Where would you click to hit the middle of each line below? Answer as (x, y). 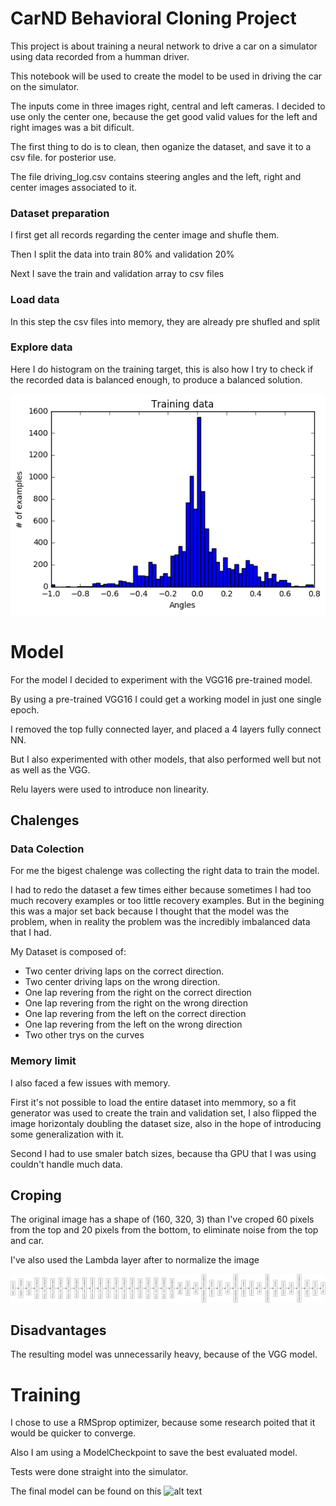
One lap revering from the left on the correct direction (135, 1014)
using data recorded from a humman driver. (100, 56)
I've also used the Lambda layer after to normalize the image (135, 1260)
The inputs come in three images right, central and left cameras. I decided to (168, 106)
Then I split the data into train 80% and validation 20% (122, 254)
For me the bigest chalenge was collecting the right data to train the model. (165, 871)
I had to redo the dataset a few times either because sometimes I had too (161, 890)
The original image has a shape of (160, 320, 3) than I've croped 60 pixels (162, 1219)
